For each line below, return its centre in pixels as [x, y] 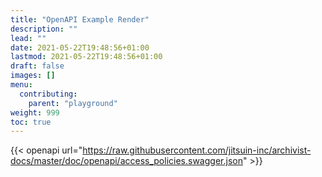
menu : [21, 85]
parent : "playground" [73, 103]
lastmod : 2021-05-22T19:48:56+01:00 [86, 57]
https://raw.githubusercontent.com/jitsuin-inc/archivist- [197, 150]
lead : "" [28, 38]
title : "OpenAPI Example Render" [80, 19]
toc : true [31, 122]
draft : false [37, 66]
